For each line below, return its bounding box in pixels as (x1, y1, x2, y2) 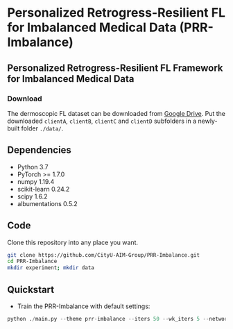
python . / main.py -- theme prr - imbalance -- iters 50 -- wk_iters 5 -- (7, 315, 209, 322)
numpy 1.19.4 (17, 177, 55, 185)
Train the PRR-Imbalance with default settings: (17, 302, 150, 310)
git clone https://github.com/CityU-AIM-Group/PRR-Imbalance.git (7, 251, 200, 258)
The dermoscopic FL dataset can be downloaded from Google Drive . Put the (7, 109, 225, 117)
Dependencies (7, 144, 71, 156)
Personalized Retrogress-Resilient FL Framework (7, 62, 223, 74)
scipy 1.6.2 (17, 192, 48, 201)
